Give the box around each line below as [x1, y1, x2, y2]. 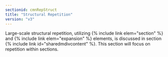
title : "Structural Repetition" [5, 12, 73, 17]
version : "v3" [5, 16, 35, 21]
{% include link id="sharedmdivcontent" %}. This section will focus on [5, 41, 150, 47]
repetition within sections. [5, 46, 59, 52]
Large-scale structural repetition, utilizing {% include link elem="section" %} [5, 30, 163, 36]
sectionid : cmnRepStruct [5, 7, 57, 12]
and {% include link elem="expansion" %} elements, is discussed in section [5, 35, 162, 41]
